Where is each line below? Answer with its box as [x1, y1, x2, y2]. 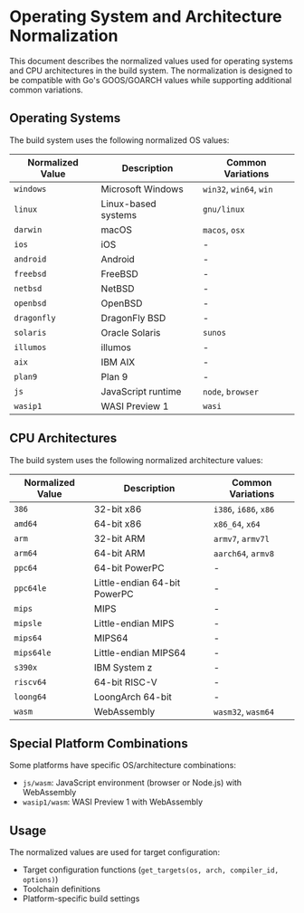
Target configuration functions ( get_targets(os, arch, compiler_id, [22, 864, 279, 875]
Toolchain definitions [22, 884, 101, 895]
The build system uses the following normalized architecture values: [9, 454, 264, 465]
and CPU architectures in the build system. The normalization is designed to [9, 65, 293, 76]
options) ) [22, 874, 59, 885]
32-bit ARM [93, 532, 146, 545]
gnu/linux [202, 204, 245, 214]
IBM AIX [100, 356, 136, 368]
